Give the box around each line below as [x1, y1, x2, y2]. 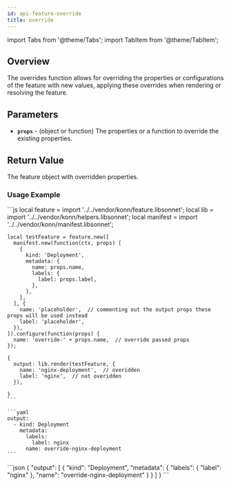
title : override [7, 17, 54, 24]
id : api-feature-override [7, 10, 81, 17]
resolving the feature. [7, 88, 68, 97]
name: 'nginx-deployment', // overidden [19, 367, 140, 374]
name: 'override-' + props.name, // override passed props [13, 337, 190, 344]
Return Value [7, 154, 64, 166]
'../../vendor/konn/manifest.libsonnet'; [7, 221, 114, 229]
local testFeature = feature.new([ [7, 234, 110, 241]
